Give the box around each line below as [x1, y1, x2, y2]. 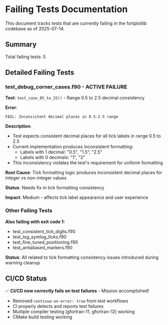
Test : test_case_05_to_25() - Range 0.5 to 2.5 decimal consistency [5, 95, 145, 101]
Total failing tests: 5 [5, 53, 46, 60]
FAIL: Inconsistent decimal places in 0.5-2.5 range [5, 115, 119, 120]
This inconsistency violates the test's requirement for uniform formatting [12, 160, 163, 166]
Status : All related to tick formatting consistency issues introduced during [5, 254, 159, 260]
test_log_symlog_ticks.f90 [12, 234, 67, 240]
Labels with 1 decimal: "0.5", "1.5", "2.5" [20, 149, 102, 155]
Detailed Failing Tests [5, 68, 75, 77]
